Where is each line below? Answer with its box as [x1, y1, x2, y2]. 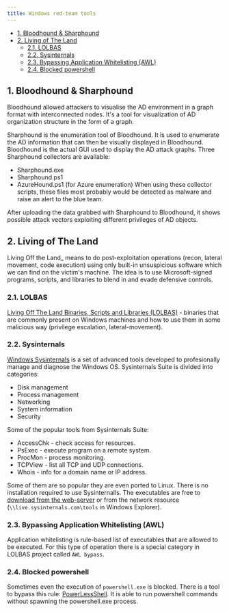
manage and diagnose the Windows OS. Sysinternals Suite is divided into [7, 362, 213, 370]
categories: [7, 370, 39, 378]
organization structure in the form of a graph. [7, 118, 135, 126]
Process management [16, 390, 79, 398]
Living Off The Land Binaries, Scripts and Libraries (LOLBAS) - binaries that [7, 308, 219, 316]
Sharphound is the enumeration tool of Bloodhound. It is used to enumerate [7, 131, 220, 139]
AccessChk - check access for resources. [16, 439, 135, 447]
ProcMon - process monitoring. [16, 453, 106, 461]
